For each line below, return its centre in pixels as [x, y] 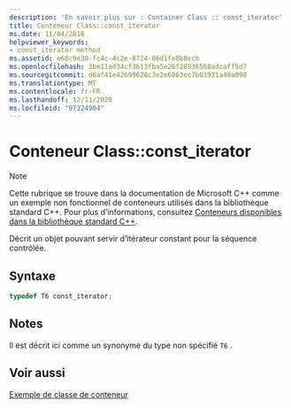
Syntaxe [32, 276]
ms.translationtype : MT [53, 83]
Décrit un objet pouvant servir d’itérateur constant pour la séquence [133, 239]
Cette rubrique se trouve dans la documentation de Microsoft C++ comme [145, 193]
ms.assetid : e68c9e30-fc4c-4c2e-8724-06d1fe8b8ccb [104, 58]
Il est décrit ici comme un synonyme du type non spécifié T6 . [121, 345]
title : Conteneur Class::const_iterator [85, 26]
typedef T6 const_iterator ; [61, 296]
